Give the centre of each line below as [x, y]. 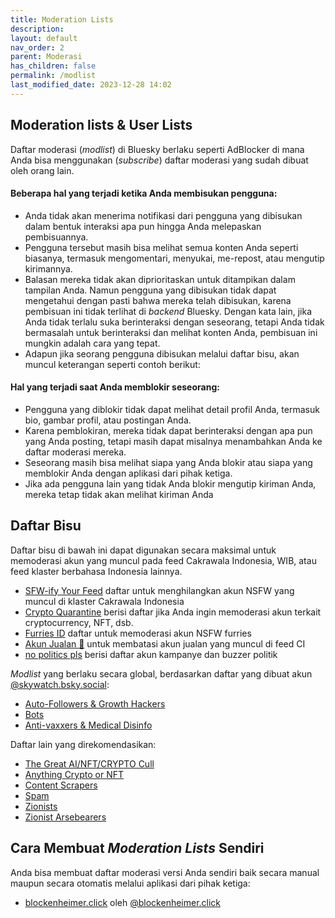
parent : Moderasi [46, 57]
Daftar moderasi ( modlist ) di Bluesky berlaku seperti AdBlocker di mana [157, 149]
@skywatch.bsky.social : [60, 684]
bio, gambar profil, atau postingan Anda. [108, 420]
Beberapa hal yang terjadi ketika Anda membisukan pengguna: [144, 193]
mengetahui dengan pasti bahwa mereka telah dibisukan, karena [158, 300]
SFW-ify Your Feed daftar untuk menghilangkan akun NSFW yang [159, 590]
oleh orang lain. [42, 170]
